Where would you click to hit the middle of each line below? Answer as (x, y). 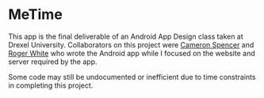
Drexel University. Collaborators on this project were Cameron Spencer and (131, 44)
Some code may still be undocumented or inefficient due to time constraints (132, 77)
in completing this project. (51, 85)
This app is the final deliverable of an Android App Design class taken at (126, 36)
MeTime (36, 15)
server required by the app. (53, 62)
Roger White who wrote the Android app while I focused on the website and (132, 53)
